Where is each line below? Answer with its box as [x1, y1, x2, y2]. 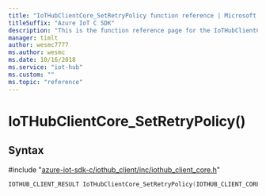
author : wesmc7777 [8, 41, 69, 49]
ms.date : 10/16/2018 [8, 56, 77, 64]
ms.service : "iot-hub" [8, 63, 83, 71]
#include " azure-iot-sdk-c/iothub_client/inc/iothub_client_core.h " [8, 164, 220, 175]
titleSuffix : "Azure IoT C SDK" [8, 19, 115, 27]
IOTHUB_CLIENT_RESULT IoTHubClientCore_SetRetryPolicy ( [8, 180, 196, 188]
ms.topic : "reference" [8, 78, 83, 86]
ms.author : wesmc [8, 48, 66, 56]
